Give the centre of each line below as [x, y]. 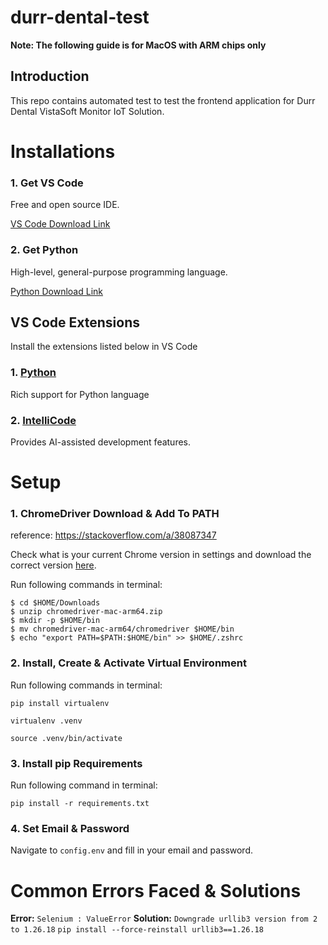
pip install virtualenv [60, 703]
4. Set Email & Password [70, 828]
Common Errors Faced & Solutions [156, 890]
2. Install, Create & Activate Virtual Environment [128, 663]
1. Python [33, 373]
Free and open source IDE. [65, 205]
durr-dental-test [80, 17]
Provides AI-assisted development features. [101, 442]
